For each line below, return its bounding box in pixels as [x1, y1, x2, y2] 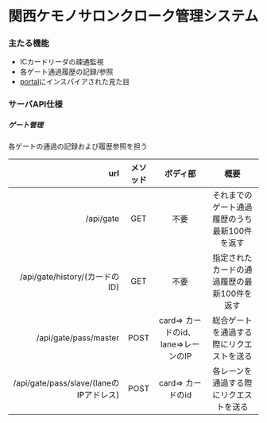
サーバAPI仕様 [8, 99, 64, 110]
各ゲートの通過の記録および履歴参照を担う [8, 142, 148, 151]
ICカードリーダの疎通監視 [19, 57, 104, 67]
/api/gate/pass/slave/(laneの [13, 378, 120, 389]
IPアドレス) [76, 390, 120, 401]
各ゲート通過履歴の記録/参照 [19, 67, 114, 76]
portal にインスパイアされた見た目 [19, 77, 130, 87]
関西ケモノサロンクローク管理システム [8, 7, 259, 25]
